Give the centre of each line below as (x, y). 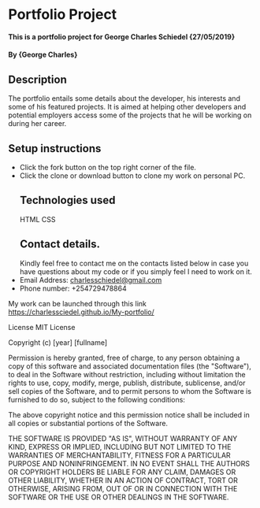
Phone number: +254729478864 (73, 288)
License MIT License (42, 327)
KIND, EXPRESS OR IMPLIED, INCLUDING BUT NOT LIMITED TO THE (120, 447)
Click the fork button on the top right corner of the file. (108, 167)
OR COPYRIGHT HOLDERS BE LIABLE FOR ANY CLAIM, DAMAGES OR (122, 472)
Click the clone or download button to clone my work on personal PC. (132, 176)
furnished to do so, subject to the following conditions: (97, 399)
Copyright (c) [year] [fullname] (58, 342)
